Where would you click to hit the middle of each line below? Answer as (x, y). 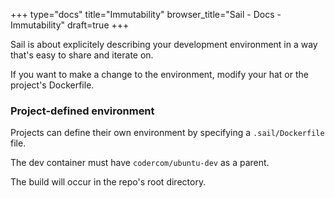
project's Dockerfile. (52, 85)
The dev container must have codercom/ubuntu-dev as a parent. (140, 163)
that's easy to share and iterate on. (82, 55)
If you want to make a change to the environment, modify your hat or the (159, 74)
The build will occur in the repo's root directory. (108, 182)
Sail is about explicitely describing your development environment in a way (164, 44)
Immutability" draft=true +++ (70, 25)
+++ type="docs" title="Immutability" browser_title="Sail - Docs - (146, 14)
